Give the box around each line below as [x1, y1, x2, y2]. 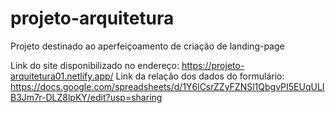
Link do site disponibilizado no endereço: [10, 59, 180, 71]
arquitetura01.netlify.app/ [10, 70, 114, 82]
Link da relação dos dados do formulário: [115, 70, 285, 82]
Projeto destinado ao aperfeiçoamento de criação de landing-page [10, 40, 285, 52]
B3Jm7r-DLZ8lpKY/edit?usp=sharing [10, 91, 163, 103]
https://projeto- [181, 59, 245, 71]
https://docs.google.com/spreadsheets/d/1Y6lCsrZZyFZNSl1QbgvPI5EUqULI [10, 80, 325, 92]
